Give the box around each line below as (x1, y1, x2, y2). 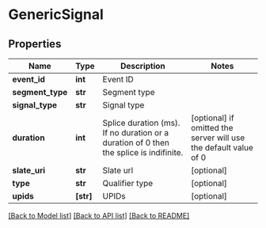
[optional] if (191, 112, 235, 123)
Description (120, 61, 166, 71)
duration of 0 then (102, 137, 170, 148)
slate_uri (12, 165, 46, 176)
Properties (8, 37, 62, 51)
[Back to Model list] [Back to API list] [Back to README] (8, 211, 190, 220)
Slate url (102, 165, 134, 176)
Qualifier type (102, 178, 154, 188)
